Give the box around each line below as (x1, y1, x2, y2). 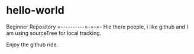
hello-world (6, 4, 65, 17)
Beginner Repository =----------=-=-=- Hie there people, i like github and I (6, 23, 188, 30)
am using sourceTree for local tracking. (6, 29, 102, 36)
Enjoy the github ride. (6, 41, 59, 48)
